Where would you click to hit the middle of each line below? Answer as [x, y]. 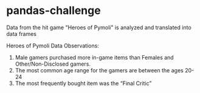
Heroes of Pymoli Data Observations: [53, 46]
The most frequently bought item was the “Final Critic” [83, 83]
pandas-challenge [54, 11]
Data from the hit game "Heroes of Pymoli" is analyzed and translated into [99, 27]
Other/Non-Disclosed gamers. [53, 64]
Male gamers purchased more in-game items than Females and [95, 57]
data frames [22, 33]
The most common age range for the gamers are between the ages [99, 70]
